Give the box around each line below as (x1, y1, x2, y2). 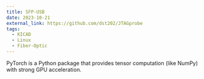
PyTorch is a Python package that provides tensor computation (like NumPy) (6, 59, 198, 67)
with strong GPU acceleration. (6, 66, 82, 73)
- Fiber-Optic (12, 43, 47, 49)
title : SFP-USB (6, 9, 45, 15)
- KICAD (12, 32, 32, 38)
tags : (6, 26, 20, 32)
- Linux (12, 37, 32, 43)
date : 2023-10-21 (6, 15, 51, 21)
